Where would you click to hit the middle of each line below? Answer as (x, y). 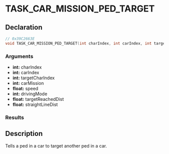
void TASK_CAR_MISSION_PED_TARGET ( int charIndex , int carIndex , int (78, 43)
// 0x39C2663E (20, 39)
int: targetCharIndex (33, 78)
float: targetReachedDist (38, 99)
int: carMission (28, 83)
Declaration (24, 27)
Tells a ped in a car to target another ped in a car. (56, 145)
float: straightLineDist (35, 105)
